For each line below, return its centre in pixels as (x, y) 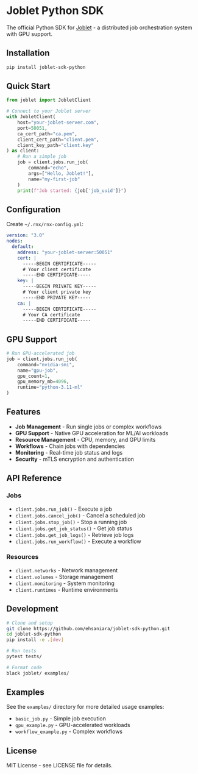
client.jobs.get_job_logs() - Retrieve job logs (74, 534)
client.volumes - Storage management (64, 577)
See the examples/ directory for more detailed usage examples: (85, 707)
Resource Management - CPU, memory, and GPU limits (85, 439)
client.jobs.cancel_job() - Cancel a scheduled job (80, 515)
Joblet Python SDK (55, 11)
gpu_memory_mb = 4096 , (43, 382)
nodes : (15, 241)
